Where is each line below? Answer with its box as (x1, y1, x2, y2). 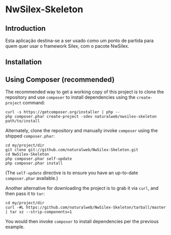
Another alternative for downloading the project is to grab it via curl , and (5, 185, 159, 191)
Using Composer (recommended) (5, 75, 115, 84)
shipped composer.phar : (5, 133, 55, 139)
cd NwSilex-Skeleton (5, 152, 50, 157)
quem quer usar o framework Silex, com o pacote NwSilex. (5, 43, 130, 49)
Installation (5, 58, 42, 67)
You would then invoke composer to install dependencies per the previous (5, 219, 159, 225)
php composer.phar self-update (5, 156, 72, 162)
